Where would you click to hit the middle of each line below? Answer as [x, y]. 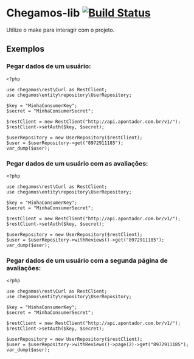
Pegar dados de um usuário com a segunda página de [87, 260]
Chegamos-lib [43, 13]
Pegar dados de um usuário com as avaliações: [77, 163]
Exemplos [25, 49]
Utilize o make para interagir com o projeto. [61, 30]
